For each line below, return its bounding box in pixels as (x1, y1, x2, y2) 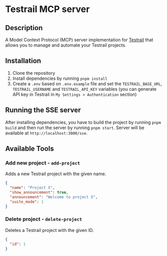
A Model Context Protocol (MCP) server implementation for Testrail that (5, 37, 153, 43)
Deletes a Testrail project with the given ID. (5, 227, 94, 233)
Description (5, 24, 43, 32)
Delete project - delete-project (5, 216, 82, 223)
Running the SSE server (5, 106, 81, 114)
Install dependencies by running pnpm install (12, 75, 108, 81)
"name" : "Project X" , (10, 185, 55, 190)
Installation (5, 57, 41, 65)
